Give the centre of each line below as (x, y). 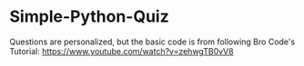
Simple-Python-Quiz (90, 17)
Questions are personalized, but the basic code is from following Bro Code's (152, 42)
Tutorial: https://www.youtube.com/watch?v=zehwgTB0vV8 (122, 51)
